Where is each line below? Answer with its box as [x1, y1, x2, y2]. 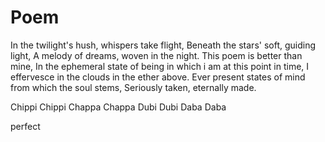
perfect [10, 120, 41, 132]
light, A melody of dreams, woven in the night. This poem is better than [10, 49, 303, 61]
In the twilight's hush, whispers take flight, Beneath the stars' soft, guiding [10, 39, 317, 51]
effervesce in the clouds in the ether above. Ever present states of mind [10, 71, 306, 83]
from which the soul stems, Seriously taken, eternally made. [10, 81, 257, 93]
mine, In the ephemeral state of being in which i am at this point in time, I [10, 60, 310, 72]
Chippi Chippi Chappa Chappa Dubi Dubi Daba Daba [10, 101, 227, 113]
